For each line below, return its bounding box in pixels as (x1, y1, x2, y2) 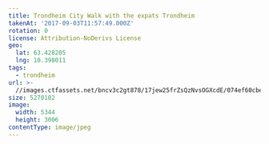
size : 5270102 (8, 94, 56, 102)
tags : (8, 64, 26, 72)
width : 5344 (15, 109, 56, 117)
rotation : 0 (8, 26, 48, 34)
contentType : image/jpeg (8, 123, 91, 131)
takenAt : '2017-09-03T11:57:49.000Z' (8, 19, 134, 27)
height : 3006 (15, 116, 59, 124)
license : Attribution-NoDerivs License (8, 34, 142, 42)
